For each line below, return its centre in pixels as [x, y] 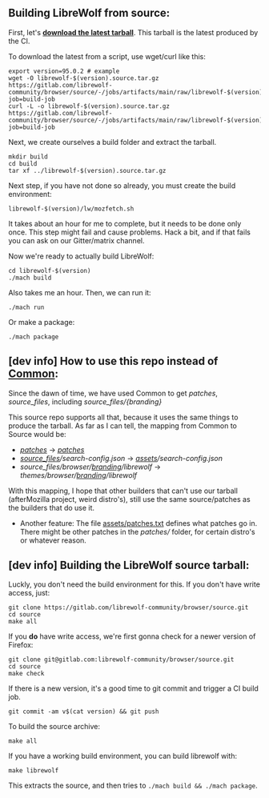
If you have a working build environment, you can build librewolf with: [123, 756]
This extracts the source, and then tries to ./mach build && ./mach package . [133, 786]
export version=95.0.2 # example [64, 71]
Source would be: [37, 434]
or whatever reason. [53, 540]
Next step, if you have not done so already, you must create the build [122, 185]
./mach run [26, 307]
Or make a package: [42, 322]
